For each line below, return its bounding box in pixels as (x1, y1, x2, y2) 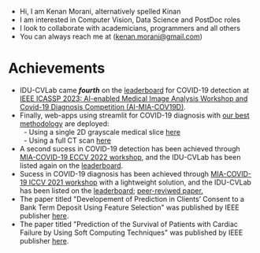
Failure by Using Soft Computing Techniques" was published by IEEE (19, 228, 243, 237)
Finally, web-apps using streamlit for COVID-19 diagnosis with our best (19, 110, 250, 120)
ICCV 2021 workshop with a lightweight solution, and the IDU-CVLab (28, 177, 252, 187)
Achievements (8, 59, 106, 77)
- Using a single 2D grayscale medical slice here (23, 127, 181, 136)
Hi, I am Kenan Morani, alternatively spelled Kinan (19, 7, 181, 16)
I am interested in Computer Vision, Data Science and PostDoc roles (19, 15, 241, 24)
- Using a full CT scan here (23, 136, 112, 145)
